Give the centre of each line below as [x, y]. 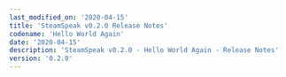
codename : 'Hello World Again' [67, 34]
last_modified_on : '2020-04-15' [69, 17]
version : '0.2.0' [41, 58]
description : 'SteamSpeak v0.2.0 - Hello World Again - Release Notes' [144, 50]
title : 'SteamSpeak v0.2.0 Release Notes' [89, 26]
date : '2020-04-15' [45, 42]
